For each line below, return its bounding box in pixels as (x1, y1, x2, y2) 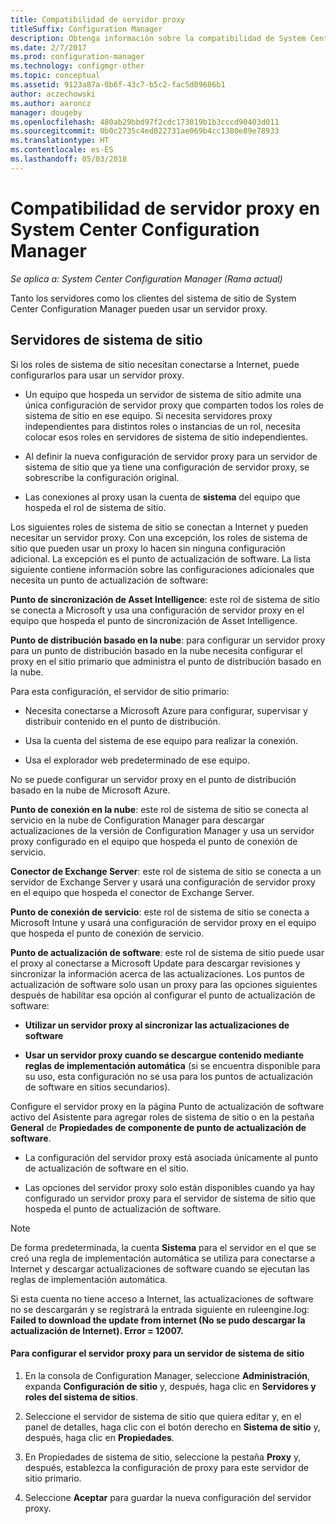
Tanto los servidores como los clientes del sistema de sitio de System (10, 292, 297, 304)
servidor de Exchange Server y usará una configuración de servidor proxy (10, 876, 316, 888)
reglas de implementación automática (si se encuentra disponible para (24, 1059, 321, 1071)
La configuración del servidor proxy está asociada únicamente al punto (24, 1151, 319, 1163)
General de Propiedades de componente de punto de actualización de (10, 1121, 307, 1133)
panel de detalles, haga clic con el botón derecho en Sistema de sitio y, (24, 1421, 321, 1433)
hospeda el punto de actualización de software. (24, 1202, 222, 1215)
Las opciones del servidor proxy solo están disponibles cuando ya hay (24, 1181, 316, 1193)
